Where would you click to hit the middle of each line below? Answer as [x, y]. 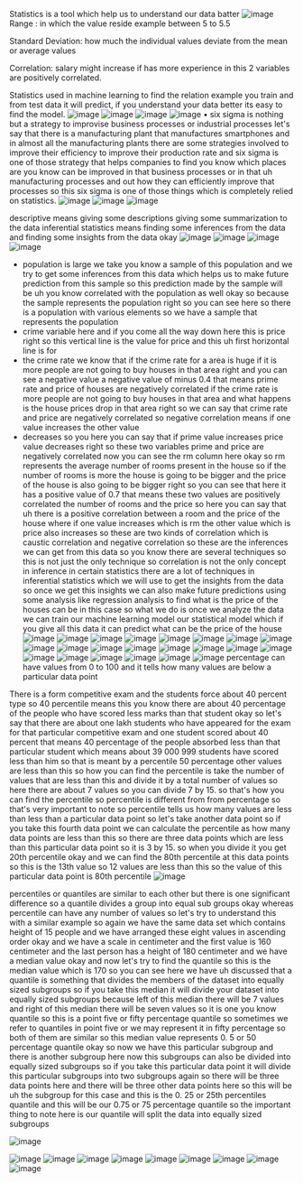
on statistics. [33, 200]
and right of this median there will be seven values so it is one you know [143, 1009]
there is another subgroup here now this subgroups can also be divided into [150, 1057]
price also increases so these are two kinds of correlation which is [145, 533]
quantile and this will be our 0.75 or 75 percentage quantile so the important [150, 1104]
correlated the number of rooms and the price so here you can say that [154, 504]
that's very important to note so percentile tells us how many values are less [151, 809]
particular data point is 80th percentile [80, 876]
